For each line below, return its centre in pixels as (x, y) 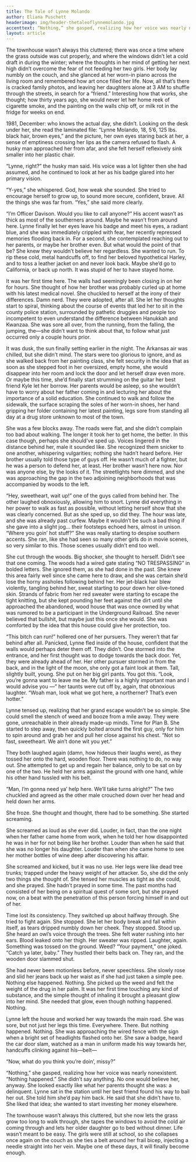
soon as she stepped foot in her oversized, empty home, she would (87, 367)
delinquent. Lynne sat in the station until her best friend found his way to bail (98, 1092)
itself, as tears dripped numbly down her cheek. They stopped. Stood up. (94, 928)
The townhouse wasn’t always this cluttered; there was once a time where (95, 50)
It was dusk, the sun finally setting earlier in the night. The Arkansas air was (97, 349)
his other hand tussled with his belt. (49, 778)
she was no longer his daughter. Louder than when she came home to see (95, 849)
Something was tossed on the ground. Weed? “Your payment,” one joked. (94, 946)
